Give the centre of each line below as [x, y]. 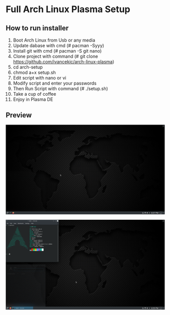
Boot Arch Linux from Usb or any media [54, 40]
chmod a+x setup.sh [34, 72]
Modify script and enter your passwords [55, 83]
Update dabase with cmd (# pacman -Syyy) [59, 46]
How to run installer [37, 28]
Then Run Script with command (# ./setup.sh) [60, 89]
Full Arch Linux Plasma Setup [68, 9]
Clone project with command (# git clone [55, 56]
